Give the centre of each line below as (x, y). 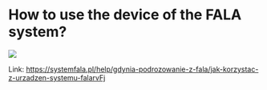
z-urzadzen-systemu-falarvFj (57, 77)
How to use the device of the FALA (125, 15)
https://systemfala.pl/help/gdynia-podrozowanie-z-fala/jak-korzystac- (142, 69)
